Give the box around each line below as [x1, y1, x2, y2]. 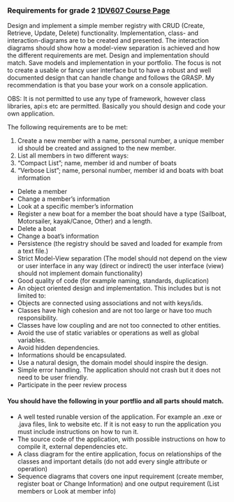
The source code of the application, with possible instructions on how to [17, 435, 226, 443]
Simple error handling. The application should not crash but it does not [17, 366, 221, 375]
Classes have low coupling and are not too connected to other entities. [17, 321, 221, 330]
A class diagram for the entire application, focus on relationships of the [17, 449, 222, 458]
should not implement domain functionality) [17, 269, 143, 278]
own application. [7, 109, 55, 118]
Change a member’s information [17, 195, 110, 203]
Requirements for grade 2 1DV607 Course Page [7, 6, 170, 15]
